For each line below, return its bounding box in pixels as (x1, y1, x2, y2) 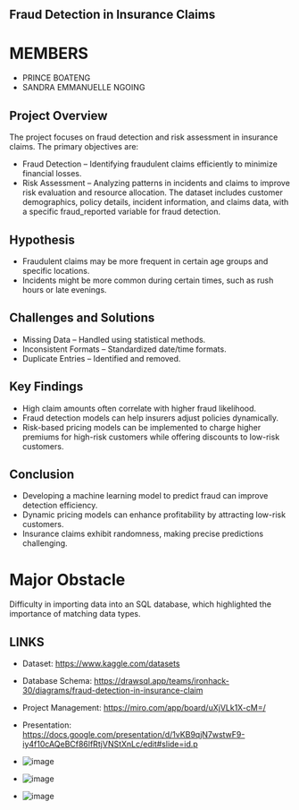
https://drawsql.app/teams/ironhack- (93, 676, 230, 686)
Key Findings (9, 379, 84, 395)
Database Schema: (21, 676, 92, 686)
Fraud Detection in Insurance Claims (9, 7, 216, 22)
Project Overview (9, 107, 108, 124)
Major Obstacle (9, 569, 126, 590)
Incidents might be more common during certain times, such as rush (21, 275, 274, 286)
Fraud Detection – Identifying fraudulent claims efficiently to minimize (21, 158, 278, 169)
